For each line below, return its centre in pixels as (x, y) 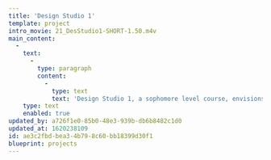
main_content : (32, 38)
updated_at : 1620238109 (48, 128)
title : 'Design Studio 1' (52, 16)
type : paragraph (65, 69)
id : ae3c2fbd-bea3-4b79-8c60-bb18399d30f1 (81, 136)
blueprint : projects (43, 143)
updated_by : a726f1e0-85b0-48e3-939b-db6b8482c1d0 (95, 121)
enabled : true (46, 114)
